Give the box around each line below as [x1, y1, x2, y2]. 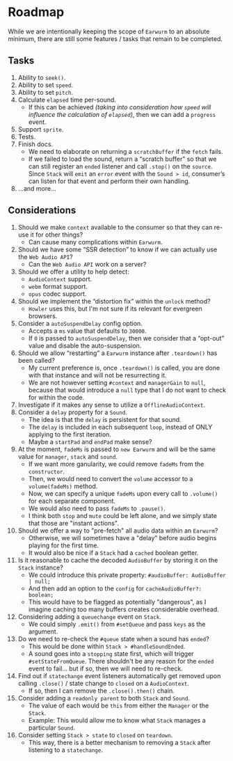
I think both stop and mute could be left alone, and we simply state [28, 511, 218, 519]
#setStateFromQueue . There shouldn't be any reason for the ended [28, 657, 214, 665]
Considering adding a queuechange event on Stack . [17, 612, 162, 620]
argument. [28, 627, 58, 636]
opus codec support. [28, 290, 87, 298]
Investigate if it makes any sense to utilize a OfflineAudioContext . [17, 400, 206, 409]
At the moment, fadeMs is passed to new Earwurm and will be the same [17, 445, 216, 453]
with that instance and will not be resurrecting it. [28, 370, 167, 379]
